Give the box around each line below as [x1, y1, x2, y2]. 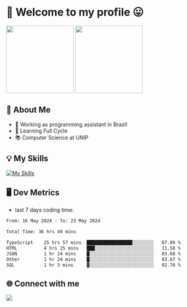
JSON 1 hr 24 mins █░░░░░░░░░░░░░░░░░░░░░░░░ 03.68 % [6, 251, 181, 257]
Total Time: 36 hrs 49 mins [6, 229, 77, 235]
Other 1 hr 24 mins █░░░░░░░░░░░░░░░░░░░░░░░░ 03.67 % [6, 256, 181, 263]
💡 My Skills [6, 153, 49, 164]
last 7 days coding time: [14, 206, 74, 213]
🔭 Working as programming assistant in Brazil [14, 121, 128, 128]
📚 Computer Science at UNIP [14, 134, 89, 141]
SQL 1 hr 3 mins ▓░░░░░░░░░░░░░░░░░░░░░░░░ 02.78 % [6, 262, 181, 268]
